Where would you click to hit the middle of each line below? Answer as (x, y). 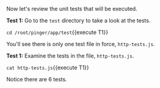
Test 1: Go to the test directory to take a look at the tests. (78, 20)
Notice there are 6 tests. (37, 79)
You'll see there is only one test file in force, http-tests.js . (81, 44)
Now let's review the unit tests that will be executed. (72, 9)
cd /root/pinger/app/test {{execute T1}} (57, 32)
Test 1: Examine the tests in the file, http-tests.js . (70, 56)
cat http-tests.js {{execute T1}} (48, 67)
